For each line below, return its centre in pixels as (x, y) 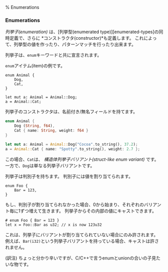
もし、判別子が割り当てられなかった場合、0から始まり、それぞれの (75, 204)
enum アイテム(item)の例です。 (35, 66)
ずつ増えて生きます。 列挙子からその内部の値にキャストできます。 (88, 211)
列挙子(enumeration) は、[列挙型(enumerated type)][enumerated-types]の (82, 32)
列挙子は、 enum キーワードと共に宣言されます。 (53, 55)
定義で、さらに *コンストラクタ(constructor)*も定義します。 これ (76, 38)
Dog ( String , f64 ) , (35, 126)
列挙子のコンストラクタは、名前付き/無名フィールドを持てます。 (71, 112)
